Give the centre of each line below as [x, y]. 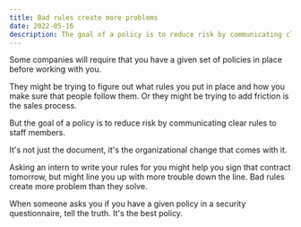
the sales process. [43, 106]
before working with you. [55, 69]
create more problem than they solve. [78, 187]
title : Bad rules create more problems [84, 17]
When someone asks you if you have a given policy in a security [128, 204]
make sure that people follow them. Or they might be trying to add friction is [149, 96]
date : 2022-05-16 [42, 26]
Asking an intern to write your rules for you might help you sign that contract [150, 168]
